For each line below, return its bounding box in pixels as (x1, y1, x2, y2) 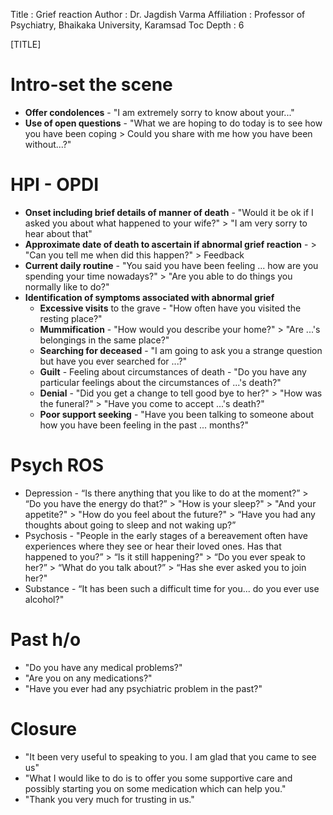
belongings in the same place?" (39, 334, 170, 346)
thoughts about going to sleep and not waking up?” (24, 519, 237, 531)
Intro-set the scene (10, 74, 173, 96)
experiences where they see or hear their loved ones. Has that (24, 540, 282, 552)
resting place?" (39, 312, 103, 324)
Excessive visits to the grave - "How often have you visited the (39, 302, 302, 314)
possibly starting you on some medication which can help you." (24, 782, 287, 794)
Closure (10, 717, 77, 740)
